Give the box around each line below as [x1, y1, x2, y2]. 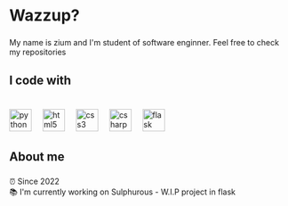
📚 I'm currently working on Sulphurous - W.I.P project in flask [9, 186, 236, 197]
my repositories [9, 46, 67, 58]
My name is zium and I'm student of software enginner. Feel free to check [9, 37, 280, 48]
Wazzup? [9, 5, 80, 26]
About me [9, 149, 65, 164]
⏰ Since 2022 [9, 176, 60, 186]
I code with [9, 72, 72, 87]
